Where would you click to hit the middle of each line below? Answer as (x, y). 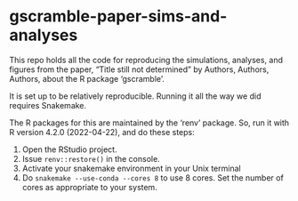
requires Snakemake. (48, 105)
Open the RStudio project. (69, 149)
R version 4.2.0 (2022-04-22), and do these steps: (102, 132)
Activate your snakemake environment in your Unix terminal (132, 168)
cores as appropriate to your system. (89, 187)
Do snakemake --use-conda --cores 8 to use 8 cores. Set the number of (153, 177)
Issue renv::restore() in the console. (91, 158)
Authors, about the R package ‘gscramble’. (87, 78)
